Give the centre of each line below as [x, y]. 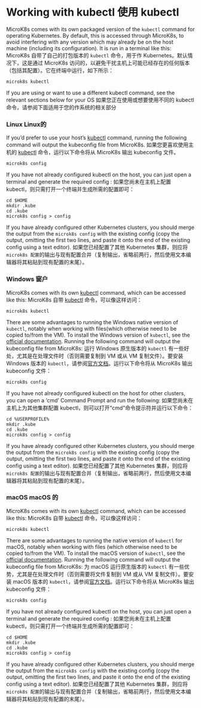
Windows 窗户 [27, 279]
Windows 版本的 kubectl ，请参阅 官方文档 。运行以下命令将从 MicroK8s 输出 [99, 363]
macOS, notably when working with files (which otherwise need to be [92, 547]
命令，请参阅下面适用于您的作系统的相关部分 [61, 107]
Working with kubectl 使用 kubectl [93, 12]
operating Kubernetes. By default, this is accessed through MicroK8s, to [95, 35]
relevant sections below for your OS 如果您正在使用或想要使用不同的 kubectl [100, 100]
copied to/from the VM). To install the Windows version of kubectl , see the [98, 335]
